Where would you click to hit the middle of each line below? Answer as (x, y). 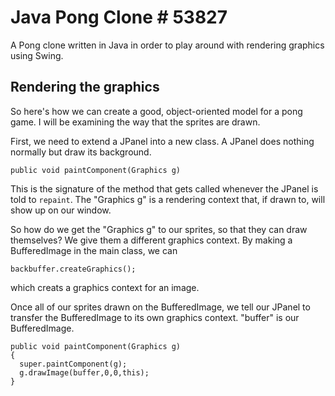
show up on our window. (61, 210)
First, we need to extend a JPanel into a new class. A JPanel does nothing (162, 141)
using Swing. (37, 55)
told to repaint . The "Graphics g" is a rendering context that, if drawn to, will (168, 199)
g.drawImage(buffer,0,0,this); (84, 372)
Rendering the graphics (85, 87)
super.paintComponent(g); (73, 364)
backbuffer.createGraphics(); (73, 269)
